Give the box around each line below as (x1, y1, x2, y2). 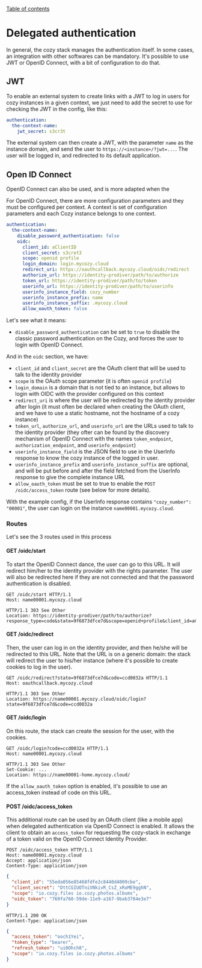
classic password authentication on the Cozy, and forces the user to (14, 335, 184, 342)
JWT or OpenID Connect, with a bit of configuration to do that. (6, 59, 161, 66)
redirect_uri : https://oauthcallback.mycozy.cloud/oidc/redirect (22, 267, 189, 273)
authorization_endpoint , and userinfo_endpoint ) (14, 442, 136, 449)
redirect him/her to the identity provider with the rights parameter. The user (6, 567, 192, 574)
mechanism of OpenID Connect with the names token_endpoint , (14, 435, 173, 442)
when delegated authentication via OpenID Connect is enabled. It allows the (6, 823, 194, 830)
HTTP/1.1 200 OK (6, 912, 47, 919)
